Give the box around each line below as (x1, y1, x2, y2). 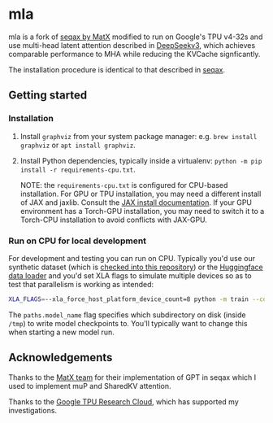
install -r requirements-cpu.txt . (19, 164, 136, 174)
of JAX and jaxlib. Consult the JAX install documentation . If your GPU (19, 197, 253, 207)
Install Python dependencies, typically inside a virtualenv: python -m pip (19, 155, 262, 165)
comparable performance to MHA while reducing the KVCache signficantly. (8, 49, 261, 59)
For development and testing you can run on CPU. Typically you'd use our (8, 253, 256, 263)
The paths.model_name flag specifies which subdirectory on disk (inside (8, 310, 246, 320)
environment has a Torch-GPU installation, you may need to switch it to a (19, 206, 265, 216)
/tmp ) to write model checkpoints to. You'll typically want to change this (8, 318, 248, 328)
